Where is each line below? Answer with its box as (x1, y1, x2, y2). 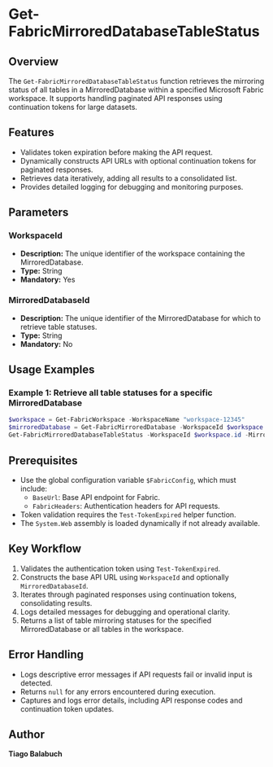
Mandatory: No (19, 339, 73, 348)
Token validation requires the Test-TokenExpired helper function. (19, 510, 237, 519)
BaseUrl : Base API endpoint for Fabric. (32, 492, 161, 502)
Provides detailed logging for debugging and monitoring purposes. (19, 182, 244, 191)
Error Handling (8, 648, 84, 662)
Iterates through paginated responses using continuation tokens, (19, 589, 237, 599)
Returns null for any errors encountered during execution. (19, 686, 216, 696)
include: (19, 484, 47, 493)
